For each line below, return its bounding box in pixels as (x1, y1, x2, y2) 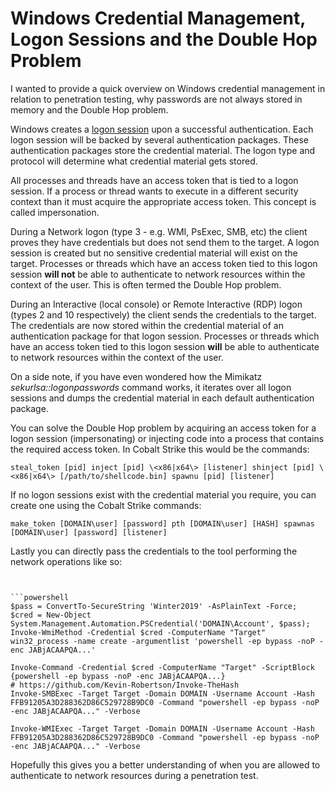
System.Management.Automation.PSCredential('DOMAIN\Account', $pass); (10, 618, 311, 629)
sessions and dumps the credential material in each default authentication (10, 392, 315, 404)
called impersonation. (10, 206, 100, 218)
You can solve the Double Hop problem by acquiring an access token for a (10, 422, 317, 434)
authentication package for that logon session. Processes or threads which (10, 330, 320, 342)
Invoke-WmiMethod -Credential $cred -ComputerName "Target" (10, 627, 267, 637)
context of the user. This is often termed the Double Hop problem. (10, 278, 282, 291)
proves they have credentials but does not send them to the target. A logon (10, 236, 320, 248)
